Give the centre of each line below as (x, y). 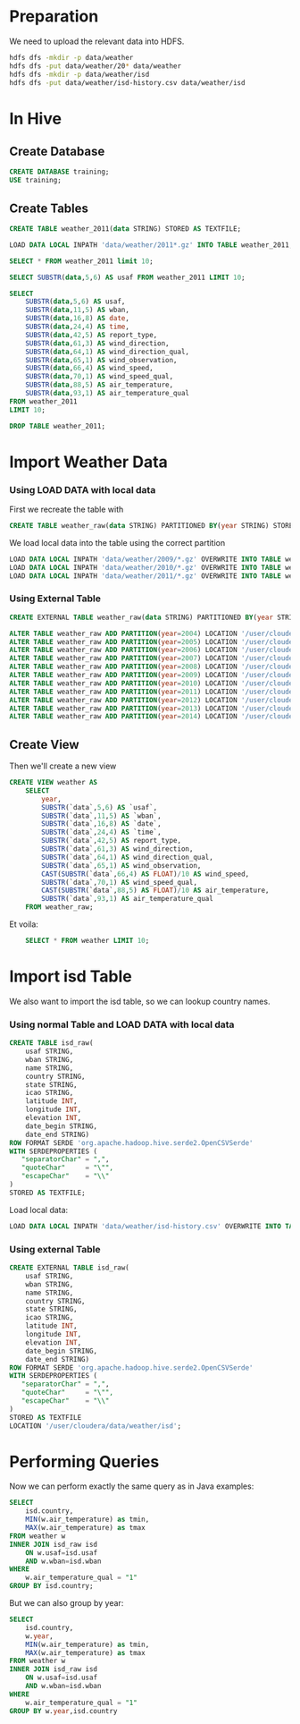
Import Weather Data (88, 462)
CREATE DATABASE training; (59, 172)
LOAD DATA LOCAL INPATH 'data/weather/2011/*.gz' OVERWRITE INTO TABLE (145, 576)
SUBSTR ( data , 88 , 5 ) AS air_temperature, (100, 385)
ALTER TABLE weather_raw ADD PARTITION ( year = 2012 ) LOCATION (124, 700)
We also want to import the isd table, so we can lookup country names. (140, 1001)
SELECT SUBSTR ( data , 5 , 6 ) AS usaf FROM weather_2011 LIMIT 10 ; (127, 277)
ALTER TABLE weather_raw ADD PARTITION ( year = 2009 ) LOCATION (124, 675)
